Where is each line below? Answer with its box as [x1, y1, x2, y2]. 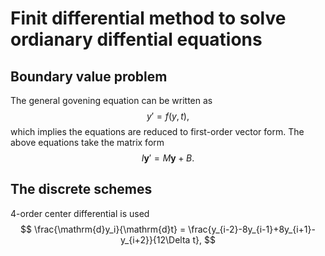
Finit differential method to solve [10, 7, 287, 30]
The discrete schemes [10, 181, 153, 198]
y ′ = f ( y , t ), [146, 110, 190, 122]
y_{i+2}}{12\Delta [120, 233, 191, 246]
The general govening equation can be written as [10, 95, 213, 106]
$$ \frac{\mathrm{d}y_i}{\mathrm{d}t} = [20, 223, 187, 235]
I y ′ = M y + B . [141, 152, 195, 164]
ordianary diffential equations [10, 28, 263, 51]
